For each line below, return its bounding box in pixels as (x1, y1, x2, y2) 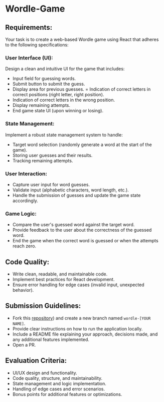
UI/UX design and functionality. (12, 370, 78, 376)
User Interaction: (5, 170, 48, 177)
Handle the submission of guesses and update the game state (12, 192, 141, 198)
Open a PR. (12, 342, 36, 348)
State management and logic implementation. (12, 380, 107, 386)
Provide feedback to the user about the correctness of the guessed (12, 227, 152, 233)
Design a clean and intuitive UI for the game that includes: (5, 66, 125, 72)
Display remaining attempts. (12, 102, 71, 108)
